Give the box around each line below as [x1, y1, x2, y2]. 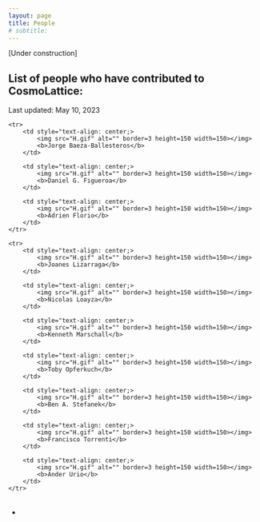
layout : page [8, 11, 52, 20]
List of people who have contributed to [8, 71, 205, 85]
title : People [8, 19, 56, 27]
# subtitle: [8, 26, 48, 34]
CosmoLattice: [8, 84, 84, 98]
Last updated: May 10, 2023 [8, 106, 100, 115]
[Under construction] [8, 49, 78, 58]
